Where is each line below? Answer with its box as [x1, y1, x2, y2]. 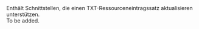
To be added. [6, 17, 40, 24]
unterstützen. [6, 11, 40, 18]
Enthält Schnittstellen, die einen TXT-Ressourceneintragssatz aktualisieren [6, 5, 193, 11]
